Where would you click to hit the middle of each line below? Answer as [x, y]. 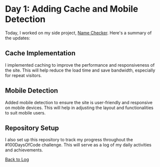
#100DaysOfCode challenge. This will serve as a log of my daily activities [78, 145]
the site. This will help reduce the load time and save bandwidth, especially [80, 70]
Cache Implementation [40, 53]
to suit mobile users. [25, 112]
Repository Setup [32, 128]
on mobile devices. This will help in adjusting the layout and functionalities [79, 108]
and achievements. [24, 150]
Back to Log [17, 160]
